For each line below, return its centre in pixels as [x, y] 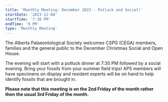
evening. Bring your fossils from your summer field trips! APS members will [83, 69]
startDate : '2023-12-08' [31, 15]
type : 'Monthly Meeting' [31, 29]
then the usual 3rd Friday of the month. [47, 94]
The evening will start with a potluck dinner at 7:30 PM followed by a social [83, 63]
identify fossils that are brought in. [41, 79]
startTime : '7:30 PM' [28, 19]
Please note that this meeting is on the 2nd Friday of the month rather [79, 89]
